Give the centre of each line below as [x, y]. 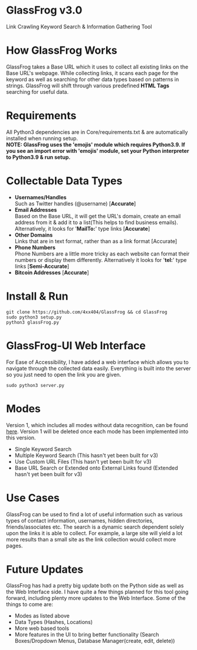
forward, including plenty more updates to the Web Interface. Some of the [96, 598]
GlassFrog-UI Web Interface [76, 345]
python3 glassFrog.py [33, 322]
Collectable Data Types [64, 181]
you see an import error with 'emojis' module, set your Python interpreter [98, 150]
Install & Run [37, 296]
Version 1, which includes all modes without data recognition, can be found [97, 425]
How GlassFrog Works [62, 50]
